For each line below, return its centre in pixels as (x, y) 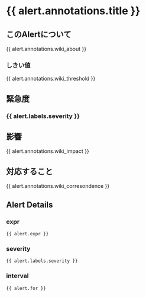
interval (17, 276)
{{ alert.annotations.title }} (73, 11)
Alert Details (30, 205)
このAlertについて (39, 34)
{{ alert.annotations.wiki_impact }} (48, 151)
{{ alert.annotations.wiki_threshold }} (51, 79)
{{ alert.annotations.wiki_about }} (46, 49)
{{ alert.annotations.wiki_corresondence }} (58, 186)
